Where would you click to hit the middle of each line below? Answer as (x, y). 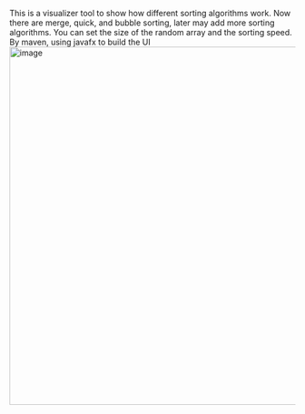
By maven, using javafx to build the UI (80, 42)
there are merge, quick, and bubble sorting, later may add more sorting (142, 23)
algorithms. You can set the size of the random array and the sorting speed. (151, 32)
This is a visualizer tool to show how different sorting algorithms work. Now (150, 13)
